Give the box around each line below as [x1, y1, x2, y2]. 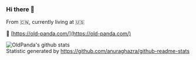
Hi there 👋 [6, 5, 35, 13]
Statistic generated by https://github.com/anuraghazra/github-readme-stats [6, 48, 190, 55]
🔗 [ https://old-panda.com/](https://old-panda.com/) [6, 30, 131, 37]
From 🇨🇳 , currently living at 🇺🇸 [6, 19, 85, 26]
